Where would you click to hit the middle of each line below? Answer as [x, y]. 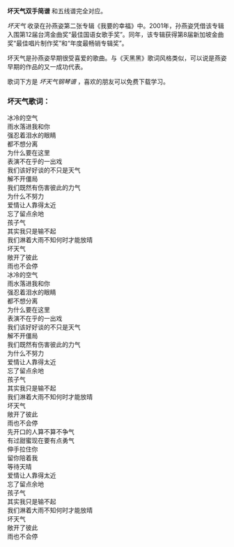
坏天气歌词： [29, 101]
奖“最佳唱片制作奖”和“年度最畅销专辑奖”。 [68, 43]
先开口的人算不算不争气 [41, 432]
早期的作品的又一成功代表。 [47, 67]
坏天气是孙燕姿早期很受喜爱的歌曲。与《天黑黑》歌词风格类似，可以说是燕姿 [117, 58]
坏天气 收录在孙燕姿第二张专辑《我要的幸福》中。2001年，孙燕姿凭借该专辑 [116, 26]
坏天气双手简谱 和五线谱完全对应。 [57, 11]
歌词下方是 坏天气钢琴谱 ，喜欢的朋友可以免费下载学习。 [88, 82]
